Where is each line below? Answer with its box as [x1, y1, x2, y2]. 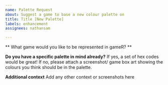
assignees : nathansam [5, 26, 51, 31]
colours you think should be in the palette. [5, 64, 92, 70]
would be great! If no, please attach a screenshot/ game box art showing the [5, 59, 163, 65]
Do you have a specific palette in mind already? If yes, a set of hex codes [5, 53, 159, 60]
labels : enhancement [5, 21, 49, 26]
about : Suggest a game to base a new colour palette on [5, 12, 124, 17]
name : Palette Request [5, 7, 53, 12]
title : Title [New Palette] [5, 16, 64, 21]
